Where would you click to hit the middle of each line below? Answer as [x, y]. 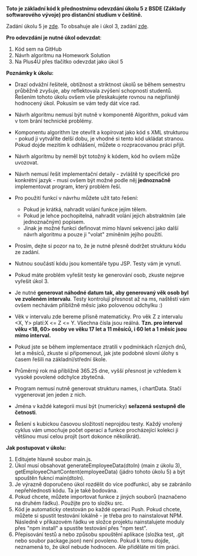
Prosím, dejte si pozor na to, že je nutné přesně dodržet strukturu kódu [100, 246]
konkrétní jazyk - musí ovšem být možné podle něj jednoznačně [93, 180]
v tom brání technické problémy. [54, 121]
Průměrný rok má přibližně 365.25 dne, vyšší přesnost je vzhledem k [98, 371]
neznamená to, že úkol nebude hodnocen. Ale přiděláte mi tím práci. [97, 547]
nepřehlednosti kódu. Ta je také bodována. [66, 491]
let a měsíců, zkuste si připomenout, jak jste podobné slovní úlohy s [96, 353]
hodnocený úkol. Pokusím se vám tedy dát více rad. [77, 103]
